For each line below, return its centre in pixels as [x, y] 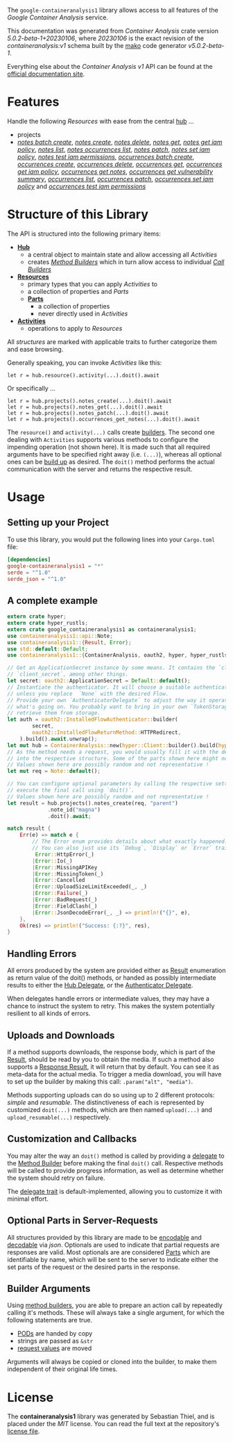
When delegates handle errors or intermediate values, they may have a [109, 999]
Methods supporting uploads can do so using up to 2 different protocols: [111, 1095]
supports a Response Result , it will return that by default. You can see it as [113, 1067]
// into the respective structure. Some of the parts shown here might [113, 758]
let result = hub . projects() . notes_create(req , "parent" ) [93, 803]
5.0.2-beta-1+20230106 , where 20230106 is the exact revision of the [106, 38]
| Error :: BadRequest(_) [65, 900]
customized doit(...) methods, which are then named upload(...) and [110, 1109]
